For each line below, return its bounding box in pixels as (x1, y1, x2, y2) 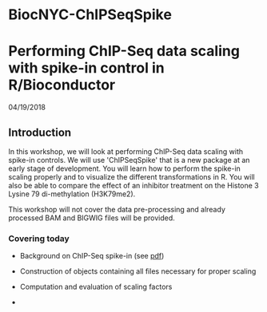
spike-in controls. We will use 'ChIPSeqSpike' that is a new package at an (8, 155, 250, 164)
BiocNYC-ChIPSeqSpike (8, 6, 172, 24)
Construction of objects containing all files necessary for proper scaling (19, 267, 257, 276)
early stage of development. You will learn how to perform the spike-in (8, 164, 241, 173)
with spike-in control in (8, 59, 165, 77)
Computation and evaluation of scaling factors (19, 282, 173, 292)
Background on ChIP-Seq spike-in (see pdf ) (19, 251, 165, 261)
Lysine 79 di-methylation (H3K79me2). (8, 189, 136, 199)
